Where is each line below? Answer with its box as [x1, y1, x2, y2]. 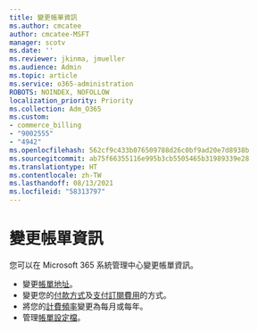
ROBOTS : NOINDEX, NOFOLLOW [9, 87, 110, 96]
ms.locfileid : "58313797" [9, 187, 105, 196]
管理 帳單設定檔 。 [21, 311, 86, 322]
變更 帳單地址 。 [21, 278, 78, 289]
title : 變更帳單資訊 [9, 12, 78, 22]
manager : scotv [9, 37, 66, 47]
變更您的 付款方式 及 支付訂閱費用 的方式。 [21, 289, 171, 300]
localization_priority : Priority [9, 95, 134, 105]
